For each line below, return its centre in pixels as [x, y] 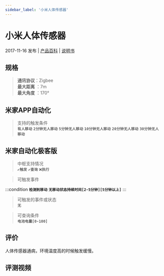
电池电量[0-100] [32, 221]
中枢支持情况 [30, 164]
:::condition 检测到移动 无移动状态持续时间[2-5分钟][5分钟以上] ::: [66, 189]
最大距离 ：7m [32, 87]
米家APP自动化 [28, 110]
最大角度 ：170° [33, 93]
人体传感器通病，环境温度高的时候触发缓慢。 [51, 251]
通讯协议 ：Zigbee [35, 80]
